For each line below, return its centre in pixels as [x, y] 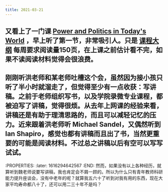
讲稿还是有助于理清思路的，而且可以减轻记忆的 [77, 115]
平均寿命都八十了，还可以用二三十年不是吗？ [55, 184]
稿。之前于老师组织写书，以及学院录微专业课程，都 [84, 96]
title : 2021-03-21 [24, 10]
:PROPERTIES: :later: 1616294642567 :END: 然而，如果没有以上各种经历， [81, 166]
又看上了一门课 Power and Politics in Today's [76, 31]
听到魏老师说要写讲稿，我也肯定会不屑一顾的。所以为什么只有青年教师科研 [86, 172]
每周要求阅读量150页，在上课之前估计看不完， [85, 50]
